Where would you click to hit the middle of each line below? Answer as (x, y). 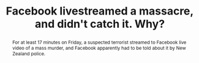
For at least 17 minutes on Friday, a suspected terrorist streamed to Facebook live (99, 42)
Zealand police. (29, 54)
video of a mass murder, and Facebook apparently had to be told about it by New (99, 48)
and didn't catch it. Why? (100, 24)
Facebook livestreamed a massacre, (100, 11)
